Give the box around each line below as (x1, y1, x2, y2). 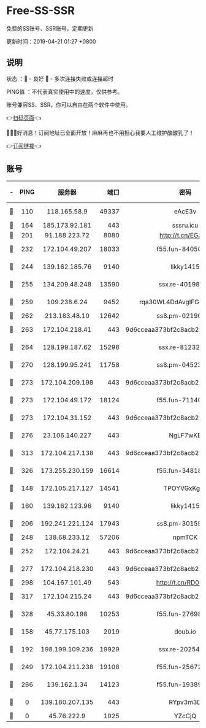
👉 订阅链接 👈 (6, 142, 42, 149)
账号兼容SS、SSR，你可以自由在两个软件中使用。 (6, 101, 131, 108)
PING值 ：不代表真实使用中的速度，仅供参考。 (6, 88, 123, 95)
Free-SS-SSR (6, 4, 75, 18)
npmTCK (172, 533, 198, 542)
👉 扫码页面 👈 (6, 114, 42, 121)
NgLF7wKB (168, 431, 202, 439)
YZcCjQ (174, 711, 197, 720)
